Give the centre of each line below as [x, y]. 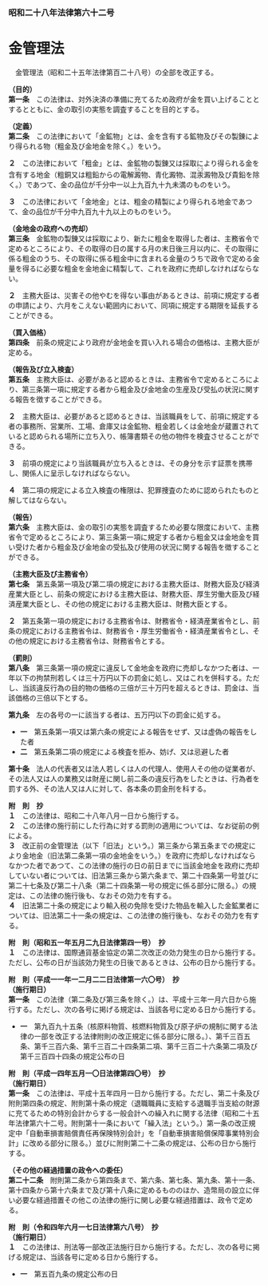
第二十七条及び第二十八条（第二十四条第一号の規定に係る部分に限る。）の [129, 885]
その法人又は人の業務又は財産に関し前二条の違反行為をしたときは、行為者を [134, 778]
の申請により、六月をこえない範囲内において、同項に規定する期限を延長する [134, 305]
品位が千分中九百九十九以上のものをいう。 [105, 211]
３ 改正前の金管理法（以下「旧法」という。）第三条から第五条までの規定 [129, 845]
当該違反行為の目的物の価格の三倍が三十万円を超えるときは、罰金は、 [137, 688]
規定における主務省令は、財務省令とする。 [99, 641]
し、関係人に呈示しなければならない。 [71, 473]
